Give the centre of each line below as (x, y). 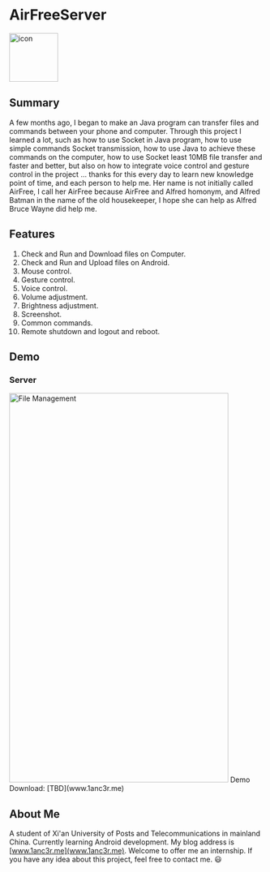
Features (32, 234)
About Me (34, 814)
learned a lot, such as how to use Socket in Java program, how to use (126, 140)
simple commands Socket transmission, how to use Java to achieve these (133, 148)
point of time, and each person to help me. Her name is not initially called (131, 183)
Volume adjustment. (54, 297)
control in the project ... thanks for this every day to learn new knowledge (131, 174)
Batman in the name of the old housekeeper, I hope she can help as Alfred (133, 200)
